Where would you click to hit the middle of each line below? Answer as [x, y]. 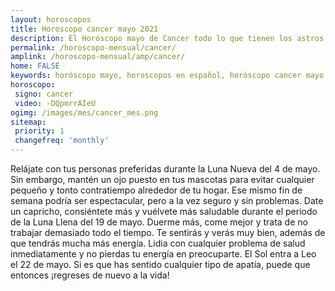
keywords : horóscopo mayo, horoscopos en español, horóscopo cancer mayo [167, 76]
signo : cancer [44, 94]
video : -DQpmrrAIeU [55, 103]
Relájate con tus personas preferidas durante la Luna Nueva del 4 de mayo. [165, 169]
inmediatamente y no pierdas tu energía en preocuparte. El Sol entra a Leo [163, 254]
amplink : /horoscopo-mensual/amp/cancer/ [98, 57]
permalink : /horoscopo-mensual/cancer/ [93, 47]
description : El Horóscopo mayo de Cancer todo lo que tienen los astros [167, 38]
